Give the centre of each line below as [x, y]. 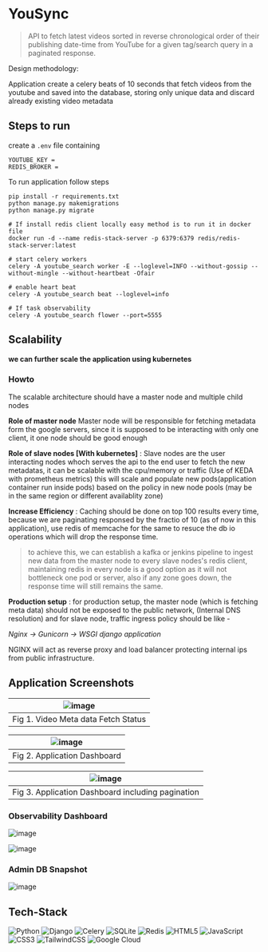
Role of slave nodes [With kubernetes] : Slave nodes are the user [117, 453]
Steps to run [39, 126]
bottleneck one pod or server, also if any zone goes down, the [130, 577]
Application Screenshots [71, 683]
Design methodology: [43, 68]
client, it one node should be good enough [78, 438]
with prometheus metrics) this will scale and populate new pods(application [132, 478]
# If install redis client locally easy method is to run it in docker [130, 224]
